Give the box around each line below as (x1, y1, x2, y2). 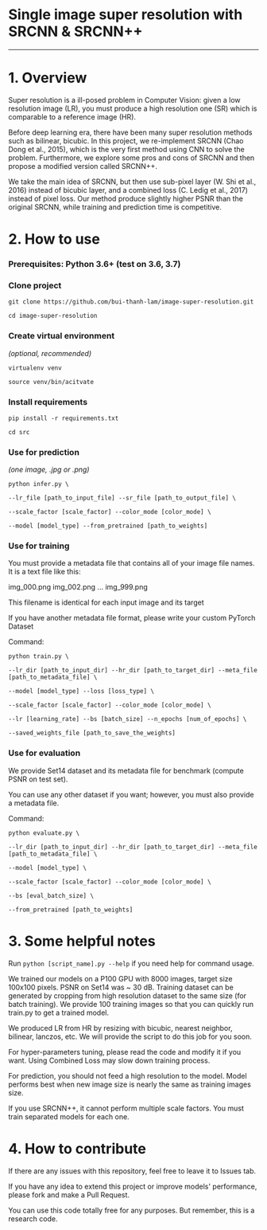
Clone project (8, 280, 62, 291)
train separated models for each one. (8, 1111, 130, 1121)
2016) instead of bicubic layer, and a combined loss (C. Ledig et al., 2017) (8, 185, 249, 194)
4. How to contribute (8, 1139, 147, 1158)
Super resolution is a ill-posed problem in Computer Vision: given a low (8, 95, 241, 104)
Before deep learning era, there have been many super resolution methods (8, 127, 253, 137)
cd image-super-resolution (8, 312, 98, 320)
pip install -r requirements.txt (8, 414, 119, 422)
